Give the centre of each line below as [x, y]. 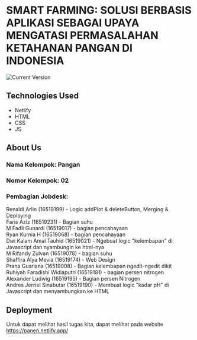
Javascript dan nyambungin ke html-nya [55, 247]
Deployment [29, 310]
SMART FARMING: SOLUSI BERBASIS [99, 10]
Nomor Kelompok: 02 [38, 180]
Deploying [19, 216]
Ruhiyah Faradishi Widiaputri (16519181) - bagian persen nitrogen [85, 272]
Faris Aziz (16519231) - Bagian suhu [50, 222]
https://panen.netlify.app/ [37, 331]
